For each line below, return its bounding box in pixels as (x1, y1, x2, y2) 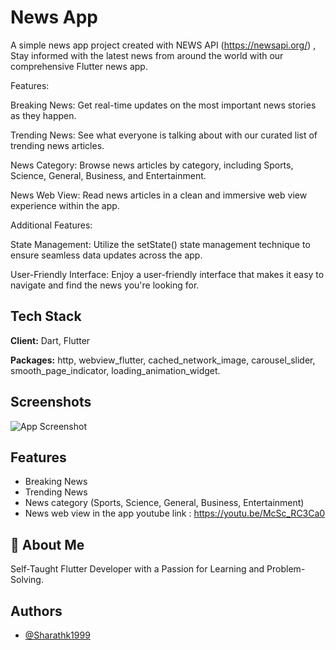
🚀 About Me (10, 536, 85, 553)
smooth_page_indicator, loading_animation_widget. (10, 364, 221, 376)
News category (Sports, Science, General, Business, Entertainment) (24, 497, 305, 509)
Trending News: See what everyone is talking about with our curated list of (10, 129, 318, 141)
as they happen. (10, 109, 77, 121)
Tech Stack (10, 308, 82, 325)
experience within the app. (10, 199, 120, 211)
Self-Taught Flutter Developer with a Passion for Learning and (10, 563, 265, 575)
